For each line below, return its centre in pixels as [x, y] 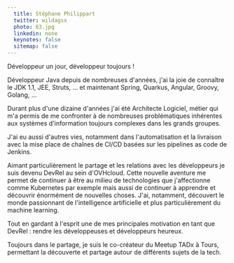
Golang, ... [22, 95]
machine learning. [33, 210]
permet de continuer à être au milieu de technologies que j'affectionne [109, 180]
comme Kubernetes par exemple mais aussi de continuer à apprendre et [111, 188]
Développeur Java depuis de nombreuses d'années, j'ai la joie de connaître [116, 80]
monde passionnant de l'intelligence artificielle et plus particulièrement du [114, 203]
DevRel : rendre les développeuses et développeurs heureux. [95, 231]
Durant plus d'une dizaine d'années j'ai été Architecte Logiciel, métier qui [113, 108]
